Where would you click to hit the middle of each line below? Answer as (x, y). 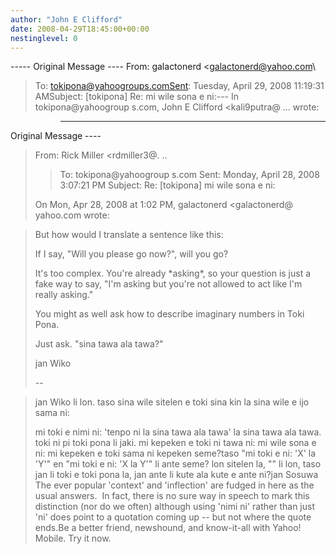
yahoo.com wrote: (72, 215)
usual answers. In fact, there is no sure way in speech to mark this (172, 496)
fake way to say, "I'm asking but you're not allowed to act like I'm (168, 284)
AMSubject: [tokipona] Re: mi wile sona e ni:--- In (137, 97)
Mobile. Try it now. (73, 538)
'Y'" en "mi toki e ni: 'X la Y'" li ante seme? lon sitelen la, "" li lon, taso (178, 464)
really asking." (64, 295)
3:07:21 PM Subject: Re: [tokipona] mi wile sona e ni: (167, 185)
